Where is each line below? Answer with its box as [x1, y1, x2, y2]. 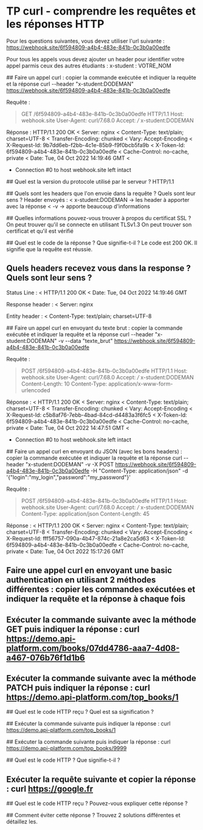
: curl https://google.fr [6, 783, 93, 794]
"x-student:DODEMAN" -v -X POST [25, 460, 114, 468]
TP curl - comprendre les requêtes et [6, 4, 196, 18]
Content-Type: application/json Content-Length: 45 [21, 510, 150, 517]
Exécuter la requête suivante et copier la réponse [6, 774, 196, 784]
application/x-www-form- [108, 380, 173, 387]
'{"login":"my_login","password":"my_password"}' [6, 473, 131, 481]
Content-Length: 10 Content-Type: [21, 380, 108, 387]
